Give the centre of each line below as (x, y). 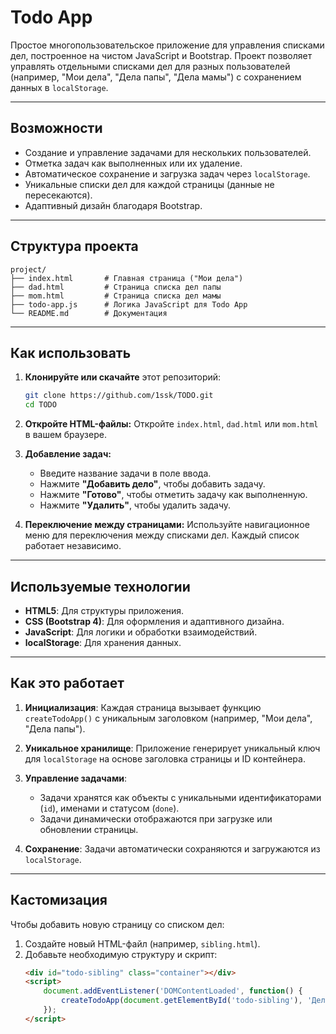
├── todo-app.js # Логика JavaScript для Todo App (129, 304)
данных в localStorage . (59, 87)
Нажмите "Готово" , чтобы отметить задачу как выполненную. (173, 495)
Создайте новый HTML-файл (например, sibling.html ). (142, 943)
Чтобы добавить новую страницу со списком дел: (117, 924)
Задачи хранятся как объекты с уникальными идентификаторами (180, 797)
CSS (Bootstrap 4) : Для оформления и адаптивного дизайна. (154, 621)
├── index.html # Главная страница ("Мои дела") (127, 278)
